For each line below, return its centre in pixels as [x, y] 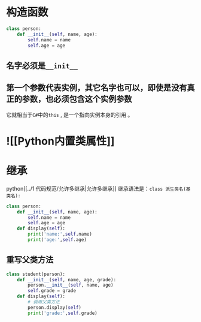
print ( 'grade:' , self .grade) [63, 313]
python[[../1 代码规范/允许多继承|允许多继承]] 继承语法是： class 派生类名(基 [98, 188]
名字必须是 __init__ [42, 66]
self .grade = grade [52, 291]
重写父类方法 [30, 260]
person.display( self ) [55, 307]
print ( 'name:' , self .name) [60, 234]
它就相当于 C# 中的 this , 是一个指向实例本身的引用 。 [70, 115]
